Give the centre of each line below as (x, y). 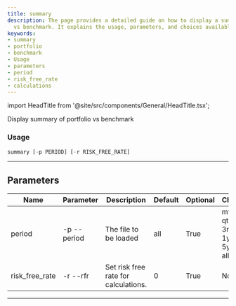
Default (166, 200)
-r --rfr (76, 276)
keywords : (22, 33)
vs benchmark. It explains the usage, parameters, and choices (108, 27)
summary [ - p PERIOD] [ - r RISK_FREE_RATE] (69, 152)
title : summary (29, 14)
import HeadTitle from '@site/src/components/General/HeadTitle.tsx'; (109, 105)
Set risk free (125, 267)
